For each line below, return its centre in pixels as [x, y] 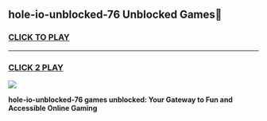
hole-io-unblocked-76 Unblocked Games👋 [115, 15]
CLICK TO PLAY [39, 37]
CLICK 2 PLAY [36, 67]
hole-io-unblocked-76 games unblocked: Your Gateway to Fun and [120, 100]
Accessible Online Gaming [53, 107]
